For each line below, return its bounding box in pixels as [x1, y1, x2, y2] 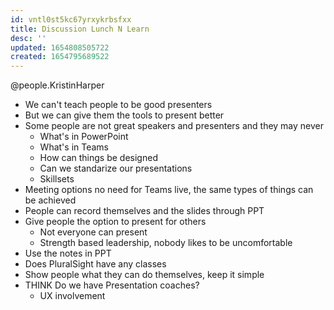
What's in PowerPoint [39, 131, 129, 143]
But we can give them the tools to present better [24, 109, 225, 121]
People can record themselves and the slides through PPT [24, 205, 265, 217]
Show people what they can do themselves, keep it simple [24, 269, 265, 281]
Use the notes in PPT [24, 247, 112, 260]
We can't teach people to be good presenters [24, 99, 213, 111]
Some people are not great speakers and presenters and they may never [24, 120, 325, 132]
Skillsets [39, 173, 75, 185]
